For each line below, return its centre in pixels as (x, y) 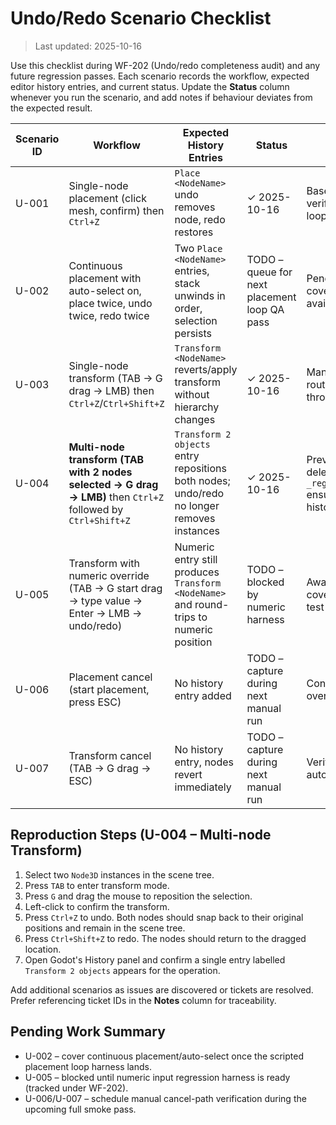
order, (188, 308)
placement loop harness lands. (88, 1066)
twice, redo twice (109, 315)
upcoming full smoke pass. (80, 1109)
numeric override (109, 575)
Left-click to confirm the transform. (97, 906)
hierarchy (197, 407)
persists (193, 333)
